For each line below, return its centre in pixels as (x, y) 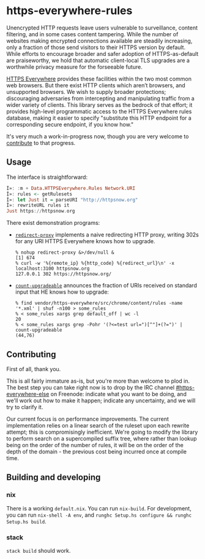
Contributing (31, 354)
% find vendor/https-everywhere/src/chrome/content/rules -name (99, 303)
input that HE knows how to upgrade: (62, 292)
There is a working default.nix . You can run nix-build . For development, (99, 508)
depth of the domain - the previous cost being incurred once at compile (97, 451)
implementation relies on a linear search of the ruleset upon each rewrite (98, 425)
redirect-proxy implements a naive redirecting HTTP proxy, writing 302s (107, 235)
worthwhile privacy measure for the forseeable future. (74, 67)
